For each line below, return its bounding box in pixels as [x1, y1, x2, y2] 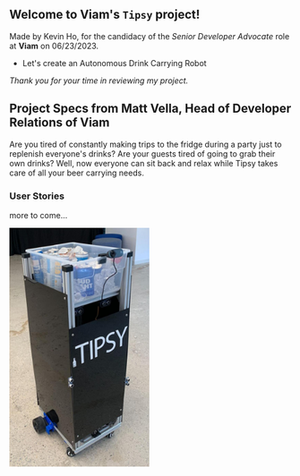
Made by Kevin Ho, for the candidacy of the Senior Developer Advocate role [9, 30, 290, 41]
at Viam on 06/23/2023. [9, 40, 99, 51]
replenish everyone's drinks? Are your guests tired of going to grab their [9, 148, 276, 159]
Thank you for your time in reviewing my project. [9, 75, 189, 86]
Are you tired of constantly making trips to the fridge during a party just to [9, 139, 282, 149]
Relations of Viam [9, 115, 110, 131]
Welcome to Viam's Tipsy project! [9, 7, 201, 22]
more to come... [9, 209, 68, 220]
